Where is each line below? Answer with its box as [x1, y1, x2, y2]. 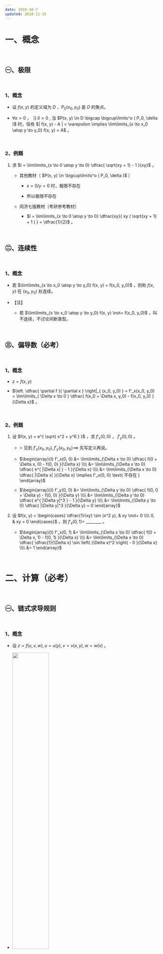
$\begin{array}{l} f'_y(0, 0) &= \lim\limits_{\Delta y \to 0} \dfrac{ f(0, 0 [19, 487, 159, 493]
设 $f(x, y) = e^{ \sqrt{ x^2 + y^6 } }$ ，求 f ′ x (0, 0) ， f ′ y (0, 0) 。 [12, 433, 138, 441]
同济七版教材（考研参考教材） [19, 203, 79, 209]
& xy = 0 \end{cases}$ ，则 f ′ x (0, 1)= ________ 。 [12, 518, 107, 526]
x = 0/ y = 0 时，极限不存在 [26, 183, 81, 189]
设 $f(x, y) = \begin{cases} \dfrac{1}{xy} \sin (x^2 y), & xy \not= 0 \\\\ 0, [12, 512, 155, 518]
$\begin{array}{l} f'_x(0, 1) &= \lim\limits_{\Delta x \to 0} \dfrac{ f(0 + [19, 529, 157, 535]
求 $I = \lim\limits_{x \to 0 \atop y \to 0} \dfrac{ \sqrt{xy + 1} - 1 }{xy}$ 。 [12, 162, 157, 168]
